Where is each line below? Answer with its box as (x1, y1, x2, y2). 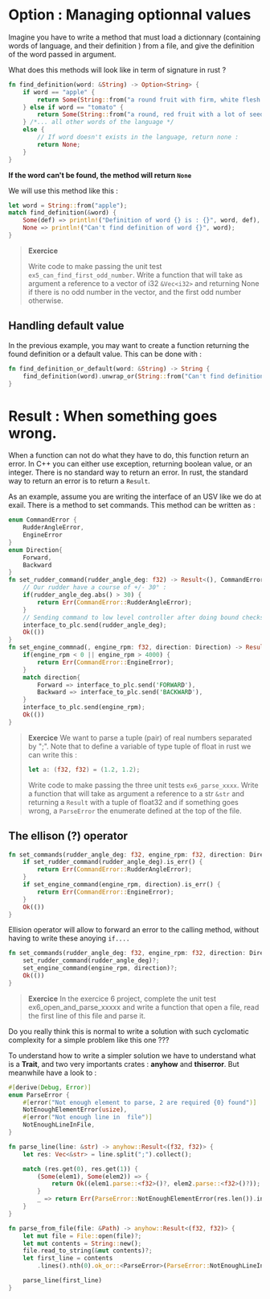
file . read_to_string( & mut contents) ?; (22, 1247, 153, 1255)
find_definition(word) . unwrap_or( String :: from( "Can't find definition (22, 372, 264, 380)
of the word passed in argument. (8, 49, 117, 59)
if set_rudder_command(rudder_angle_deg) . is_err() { (22, 858, 203, 866)
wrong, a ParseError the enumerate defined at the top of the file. (27, 806, 243, 816)
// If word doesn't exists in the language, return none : (37, 133, 239, 142)
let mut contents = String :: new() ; (22, 1239, 142, 1247)
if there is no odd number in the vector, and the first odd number (27, 287, 242, 297)
